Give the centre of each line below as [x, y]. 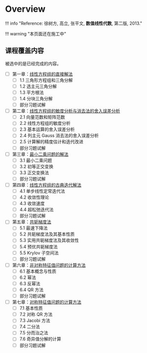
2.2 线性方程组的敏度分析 [45, 123]
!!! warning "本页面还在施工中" [36, 33]
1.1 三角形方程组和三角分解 [46, 80]
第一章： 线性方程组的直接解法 [42, 74]
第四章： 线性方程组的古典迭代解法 [47, 185]
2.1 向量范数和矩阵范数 [42, 117]
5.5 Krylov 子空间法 [39, 253]
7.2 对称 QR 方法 [36, 314]
